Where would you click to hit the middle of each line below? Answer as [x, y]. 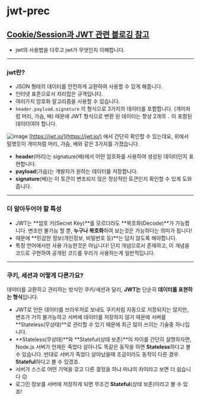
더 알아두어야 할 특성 [34, 209]
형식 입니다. [26, 297]
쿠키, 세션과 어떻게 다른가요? [45, 275]
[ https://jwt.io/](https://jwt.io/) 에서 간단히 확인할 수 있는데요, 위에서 [109, 137]
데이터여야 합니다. [36, 124]
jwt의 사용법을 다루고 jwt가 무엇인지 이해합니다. [70, 50]
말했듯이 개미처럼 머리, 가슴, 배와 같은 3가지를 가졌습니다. [73, 144]
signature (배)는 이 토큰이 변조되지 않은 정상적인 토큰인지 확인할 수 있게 [98, 179]
